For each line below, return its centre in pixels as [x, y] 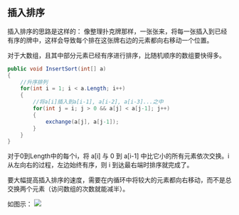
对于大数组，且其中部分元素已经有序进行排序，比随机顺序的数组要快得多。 [116, 55]
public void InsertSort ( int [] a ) [57, 69]
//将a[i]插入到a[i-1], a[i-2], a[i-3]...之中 [98, 102]
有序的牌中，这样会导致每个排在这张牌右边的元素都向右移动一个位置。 [110, 40]
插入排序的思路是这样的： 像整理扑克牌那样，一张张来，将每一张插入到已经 [117, 31]
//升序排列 [34, 82]
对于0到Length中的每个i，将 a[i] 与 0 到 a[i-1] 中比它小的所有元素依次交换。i [118, 156]
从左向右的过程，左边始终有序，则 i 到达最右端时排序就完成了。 [100, 165]
